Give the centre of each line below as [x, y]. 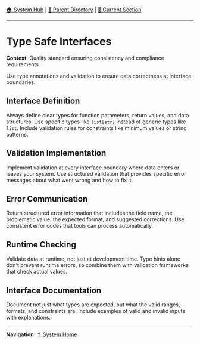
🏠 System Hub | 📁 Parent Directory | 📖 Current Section [74, 10]
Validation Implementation [56, 153]
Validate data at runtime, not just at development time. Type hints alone [93, 259]
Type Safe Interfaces [59, 41]
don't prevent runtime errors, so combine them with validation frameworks [97, 265]
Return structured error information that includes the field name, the [89, 213]
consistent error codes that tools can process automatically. [80, 226]
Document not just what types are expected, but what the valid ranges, [93, 305]
